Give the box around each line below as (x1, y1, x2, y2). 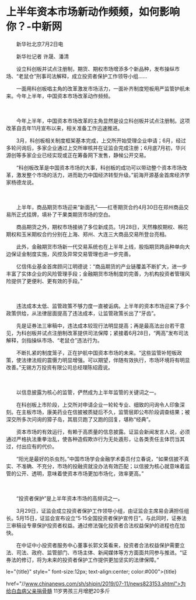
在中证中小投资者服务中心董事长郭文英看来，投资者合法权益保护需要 (16, 541, 180, 548)
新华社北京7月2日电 (16, 40, 64, 47)
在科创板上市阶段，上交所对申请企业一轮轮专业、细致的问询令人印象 (16, 401, 180, 408)
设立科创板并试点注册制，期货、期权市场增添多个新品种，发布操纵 (16, 65, 175, 72)
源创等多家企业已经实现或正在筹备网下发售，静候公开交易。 (6, 152, 149, 159)
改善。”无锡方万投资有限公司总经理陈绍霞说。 (6, 364, 114, 371)
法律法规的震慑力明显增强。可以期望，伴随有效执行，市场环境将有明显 (21, 356, 190, 364)
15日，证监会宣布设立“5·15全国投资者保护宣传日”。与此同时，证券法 (24, 515, 187, 522)
